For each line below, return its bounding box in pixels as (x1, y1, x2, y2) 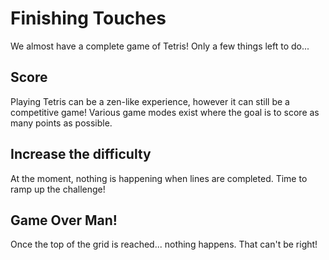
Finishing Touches (10, 7, 167, 30)
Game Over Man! (10, 212, 118, 229)
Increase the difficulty (10, 146, 152, 163)
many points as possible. (10, 117, 113, 129)
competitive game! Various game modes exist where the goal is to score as (10, 106, 320, 118)
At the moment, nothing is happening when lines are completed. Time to (10, 172, 308, 184)
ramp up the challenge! (10, 183, 106, 195)
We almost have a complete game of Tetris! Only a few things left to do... (10, 40, 310, 52)
